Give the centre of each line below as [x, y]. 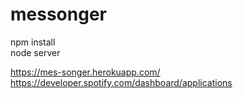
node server [35, 52]
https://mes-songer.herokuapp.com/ [85, 72]
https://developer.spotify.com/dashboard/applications [121, 82]
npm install [33, 42]
